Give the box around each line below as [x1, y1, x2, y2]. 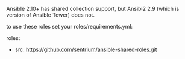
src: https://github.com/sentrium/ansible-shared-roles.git [14, 46, 158, 53]
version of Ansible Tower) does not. [6, 11, 95, 18]
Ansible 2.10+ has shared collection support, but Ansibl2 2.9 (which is [6, 5, 180, 12]
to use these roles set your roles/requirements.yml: [6, 23, 133, 30]
